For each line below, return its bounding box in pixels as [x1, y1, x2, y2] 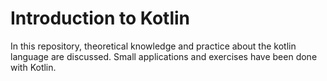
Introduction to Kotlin [10, 7, 190, 30]
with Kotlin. [10, 61, 57, 73]
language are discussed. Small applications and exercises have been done [10, 50, 318, 62]
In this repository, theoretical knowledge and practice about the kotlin [10, 40, 297, 52]
